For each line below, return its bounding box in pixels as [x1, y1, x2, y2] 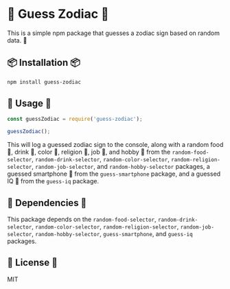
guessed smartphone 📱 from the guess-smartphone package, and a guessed [7, 170, 221, 178]
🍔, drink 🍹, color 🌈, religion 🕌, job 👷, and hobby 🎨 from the [7, 148, 171, 157]
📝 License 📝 [7, 257, 58, 268]
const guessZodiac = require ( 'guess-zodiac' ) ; [7, 116, 143, 123]
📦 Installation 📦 [7, 57, 80, 69]
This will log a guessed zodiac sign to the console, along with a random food [7, 141, 224, 149]
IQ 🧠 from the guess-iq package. [7, 177, 100, 185]
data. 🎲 [7, 36, 27, 44]
